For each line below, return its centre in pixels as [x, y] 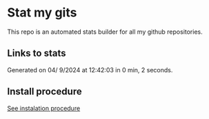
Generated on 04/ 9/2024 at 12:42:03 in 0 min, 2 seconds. [90, 69]
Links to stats [37, 53]
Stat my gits [42, 13]
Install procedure [44, 92]
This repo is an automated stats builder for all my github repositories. [105, 32]
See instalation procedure [44, 108]
